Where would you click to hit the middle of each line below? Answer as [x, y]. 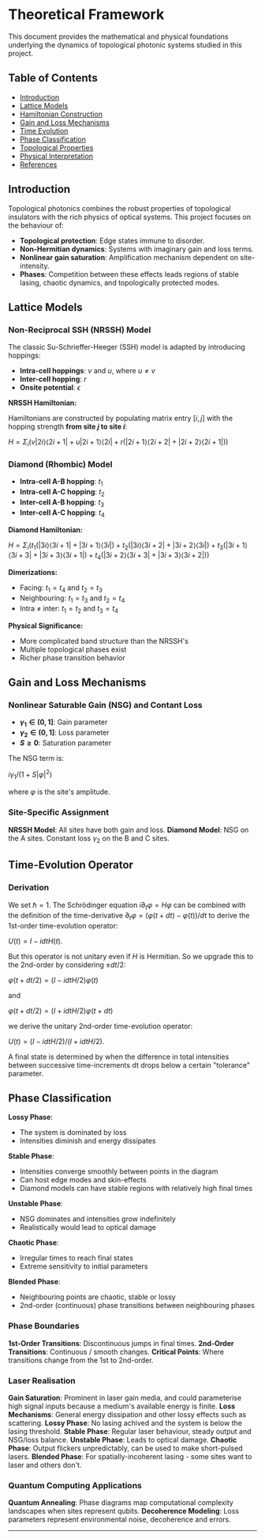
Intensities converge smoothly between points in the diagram [119, 1171]
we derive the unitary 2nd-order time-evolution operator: [101, 1026]
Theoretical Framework [86, 15]
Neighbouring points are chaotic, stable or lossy [97, 1297]
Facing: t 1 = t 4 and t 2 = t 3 [61, 588]
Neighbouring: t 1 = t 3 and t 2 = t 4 [72, 599]
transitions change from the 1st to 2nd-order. [81, 1360]
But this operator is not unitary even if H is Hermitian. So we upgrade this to [131, 956]
